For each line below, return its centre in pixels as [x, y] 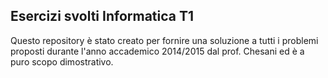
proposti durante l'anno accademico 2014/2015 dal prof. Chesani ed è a [157, 51]
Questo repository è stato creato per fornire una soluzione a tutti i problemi [164, 40]
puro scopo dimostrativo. [62, 61]
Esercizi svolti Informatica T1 [102, 16]
